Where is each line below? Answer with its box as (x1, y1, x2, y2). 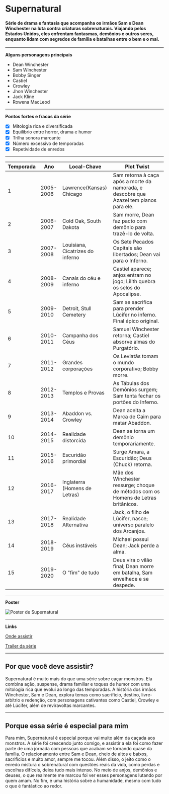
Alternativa (62, 521, 89, 528)
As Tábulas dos (113, 379, 149, 386)
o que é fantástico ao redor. (5, 783, 63, 789)
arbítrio (5, 697, 21, 703)
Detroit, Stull (62, 305, 92, 312)
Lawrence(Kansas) (62, 184, 107, 191)
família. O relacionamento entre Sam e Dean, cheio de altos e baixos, (5, 751, 148, 757)
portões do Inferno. (113, 399, 159, 406)
